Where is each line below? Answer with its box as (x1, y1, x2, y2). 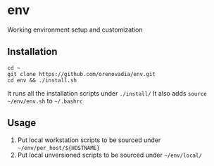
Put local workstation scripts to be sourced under (17, 136, 161, 144)
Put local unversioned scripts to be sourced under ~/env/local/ (17, 151, 203, 159)
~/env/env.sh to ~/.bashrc (7, 96, 83, 105)
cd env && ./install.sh (7, 77, 77, 84)
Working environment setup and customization (7, 25, 143, 34)
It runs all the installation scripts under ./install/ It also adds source (7, 89, 208, 97)
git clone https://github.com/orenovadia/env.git (7, 70, 156, 77)
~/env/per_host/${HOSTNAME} (17, 144, 100, 151)
